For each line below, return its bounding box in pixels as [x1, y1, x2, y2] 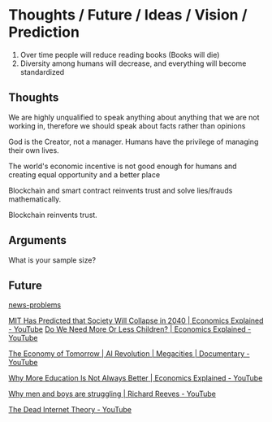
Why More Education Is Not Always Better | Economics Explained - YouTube [8, 373, 263, 383]
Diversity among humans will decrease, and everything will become [19, 59, 247, 68]
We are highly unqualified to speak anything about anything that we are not [8, 112, 260, 122]
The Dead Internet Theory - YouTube [8, 405, 132, 415]
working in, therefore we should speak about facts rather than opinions [8, 120, 246, 131]
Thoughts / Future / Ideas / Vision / [8, 6, 248, 24]
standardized [19, 67, 65, 76]
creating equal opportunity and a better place [8, 169, 161, 180]
